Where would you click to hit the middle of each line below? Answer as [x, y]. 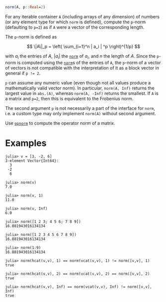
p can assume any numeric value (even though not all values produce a [78, 82]
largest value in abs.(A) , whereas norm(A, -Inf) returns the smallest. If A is [82, 93]
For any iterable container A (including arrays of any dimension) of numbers [83, 16]
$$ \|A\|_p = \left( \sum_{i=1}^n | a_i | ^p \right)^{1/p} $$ [83, 46]
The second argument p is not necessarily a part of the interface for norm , [80, 108]
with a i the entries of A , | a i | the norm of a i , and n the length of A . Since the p [82, 56]
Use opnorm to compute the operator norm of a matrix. [60, 123]
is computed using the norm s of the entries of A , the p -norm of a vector [89, 63]
